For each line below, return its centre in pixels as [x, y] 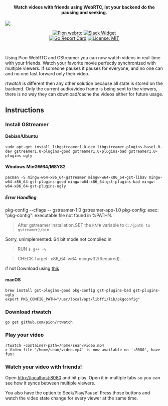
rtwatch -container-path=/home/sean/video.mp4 [55, 345]
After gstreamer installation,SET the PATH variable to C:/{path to [84, 225]
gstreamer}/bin [33, 230]
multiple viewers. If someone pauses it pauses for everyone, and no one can [84, 68]
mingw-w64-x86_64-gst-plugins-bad [104, 182]
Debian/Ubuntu [22, 136]
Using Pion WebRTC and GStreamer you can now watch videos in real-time [83, 58]
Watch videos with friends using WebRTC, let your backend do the [84, 7]
